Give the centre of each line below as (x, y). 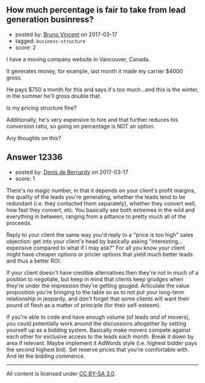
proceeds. (19, 223)
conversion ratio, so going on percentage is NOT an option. (81, 126)
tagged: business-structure (50, 41)
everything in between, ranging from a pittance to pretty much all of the (96, 216)
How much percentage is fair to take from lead (96, 10)
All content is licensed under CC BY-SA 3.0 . (61, 373)
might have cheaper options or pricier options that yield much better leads (100, 254)
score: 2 (26, 47)
